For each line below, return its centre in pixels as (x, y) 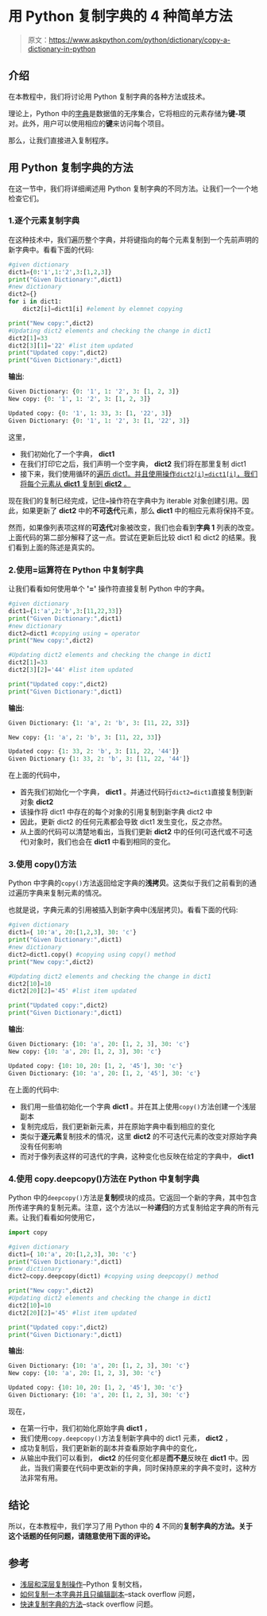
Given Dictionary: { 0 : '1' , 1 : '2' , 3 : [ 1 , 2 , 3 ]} (94, 392)
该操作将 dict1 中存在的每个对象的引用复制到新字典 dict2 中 (116, 812)
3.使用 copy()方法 (43, 864)
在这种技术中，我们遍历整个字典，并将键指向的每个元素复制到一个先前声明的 (133, 239)
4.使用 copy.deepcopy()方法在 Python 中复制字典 (104, 1179)
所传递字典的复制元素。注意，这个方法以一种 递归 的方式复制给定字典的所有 (130, 1207)
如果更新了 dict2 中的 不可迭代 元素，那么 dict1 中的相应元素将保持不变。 (140, 511)
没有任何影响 (41, 1146)
